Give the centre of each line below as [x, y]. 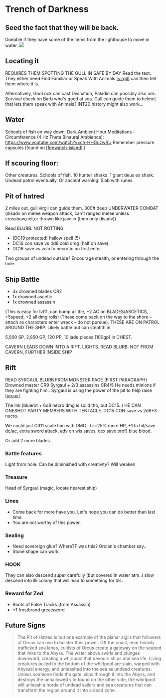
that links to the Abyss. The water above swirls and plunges [79, 653]
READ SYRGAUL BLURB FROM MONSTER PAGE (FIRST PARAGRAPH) [76, 379]
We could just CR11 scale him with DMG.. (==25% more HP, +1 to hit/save [80, 425]
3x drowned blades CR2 [37, 291]
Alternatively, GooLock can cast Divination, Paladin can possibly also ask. [81, 93]
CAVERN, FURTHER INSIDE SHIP [39, 352]
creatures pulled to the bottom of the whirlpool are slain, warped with [88, 664]
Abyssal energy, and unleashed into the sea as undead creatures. [84, 669]
